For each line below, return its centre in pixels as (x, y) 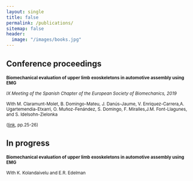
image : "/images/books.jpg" (47, 40)
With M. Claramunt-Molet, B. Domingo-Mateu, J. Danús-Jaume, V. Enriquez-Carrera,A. (95, 104)
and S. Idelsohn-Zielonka (32, 114)
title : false (22, 17)
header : (16, 34)
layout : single (25, 12)
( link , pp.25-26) (22, 125)
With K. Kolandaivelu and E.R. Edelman (46, 173)
